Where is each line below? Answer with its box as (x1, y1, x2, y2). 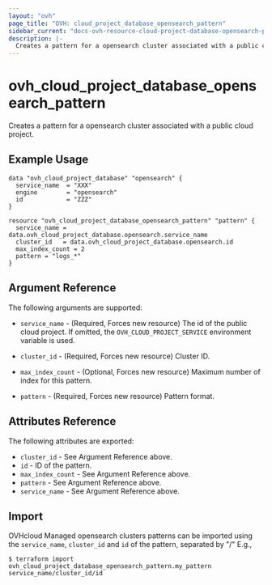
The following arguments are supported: (8, 303, 143, 312)
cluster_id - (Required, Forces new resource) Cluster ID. (19, 351, 210, 361)
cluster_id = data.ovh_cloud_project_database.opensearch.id (15, 238, 233, 246)
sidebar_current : (8, 27, 67, 35)
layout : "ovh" (8, 11, 57, 20)
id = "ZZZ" (15, 195, 92, 203)
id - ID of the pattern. (19, 460, 92, 470)
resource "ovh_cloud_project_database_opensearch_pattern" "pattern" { (8, 216, 255, 225)
